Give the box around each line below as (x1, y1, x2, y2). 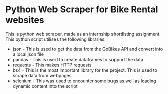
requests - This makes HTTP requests (12, 62, 92, 68)
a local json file (12, 51, 44, 57)
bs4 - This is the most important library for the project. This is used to (12, 67, 157, 73)
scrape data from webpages (12, 72, 72, 78)
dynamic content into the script (12, 83, 78, 89)
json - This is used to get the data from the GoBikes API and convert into (12, 46, 163, 52)
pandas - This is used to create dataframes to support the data (12, 56, 144, 62)
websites (5, 14, 44, 26)
